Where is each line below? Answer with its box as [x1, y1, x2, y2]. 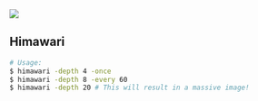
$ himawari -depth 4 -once [9, 67, 112, 76]
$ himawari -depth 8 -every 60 [9, 75, 128, 84]
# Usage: [9, 58, 43, 67]
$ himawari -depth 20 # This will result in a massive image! [9, 83, 250, 93]
